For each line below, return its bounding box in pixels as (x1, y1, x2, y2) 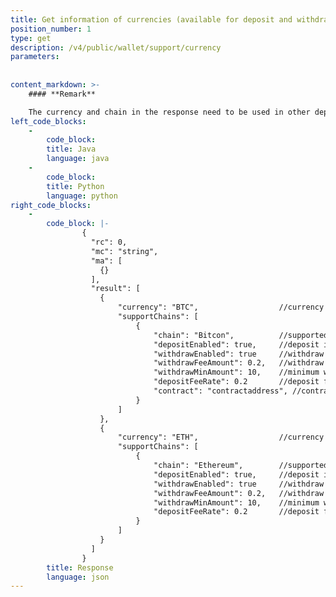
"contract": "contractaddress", (153, 386, 288, 396)
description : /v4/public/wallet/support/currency (10, 42, 222, 53)
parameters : (10, 52, 60, 62)
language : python (46, 191, 118, 201)
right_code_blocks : (10, 200, 92, 210)
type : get (10, 33, 52, 43)
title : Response (46, 562, 114, 573)
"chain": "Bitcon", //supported (153, 330, 329, 340)
